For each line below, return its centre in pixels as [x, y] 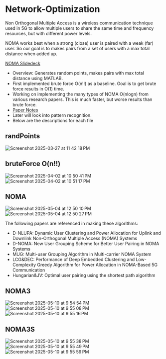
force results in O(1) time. [38, 89]
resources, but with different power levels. [49, 33]
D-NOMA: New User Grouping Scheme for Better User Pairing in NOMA [86, 244]
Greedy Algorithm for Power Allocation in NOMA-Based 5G [97, 265]
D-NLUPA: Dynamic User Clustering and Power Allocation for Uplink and [86, 233]
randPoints [23, 136]
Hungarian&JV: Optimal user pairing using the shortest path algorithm [84, 275]
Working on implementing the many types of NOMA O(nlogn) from [80, 94]
